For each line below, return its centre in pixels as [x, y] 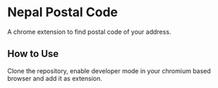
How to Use [33, 54]
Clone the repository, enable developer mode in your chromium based [109, 70]
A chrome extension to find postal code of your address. [89, 32]
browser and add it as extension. [55, 78]
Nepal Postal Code [63, 12]
